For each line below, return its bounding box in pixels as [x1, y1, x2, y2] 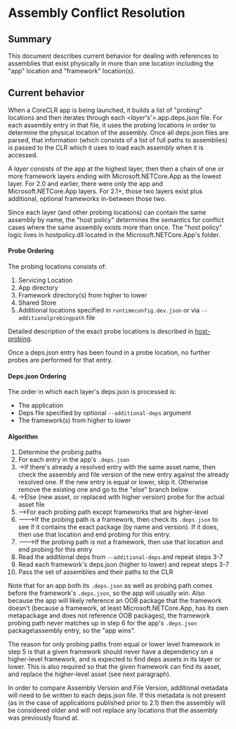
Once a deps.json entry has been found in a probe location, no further [8, 348, 211, 357]
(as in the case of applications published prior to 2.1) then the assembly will [8, 699, 225, 707]
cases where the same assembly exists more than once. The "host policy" [8, 223, 223, 231]
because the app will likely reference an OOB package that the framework [8, 596, 222, 605]
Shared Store [18, 298, 57, 307]
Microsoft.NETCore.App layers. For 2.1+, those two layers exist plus [8, 187, 203, 195]
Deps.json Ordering [8, 372, 67, 380]
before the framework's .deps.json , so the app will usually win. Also [8, 589, 205, 597]
